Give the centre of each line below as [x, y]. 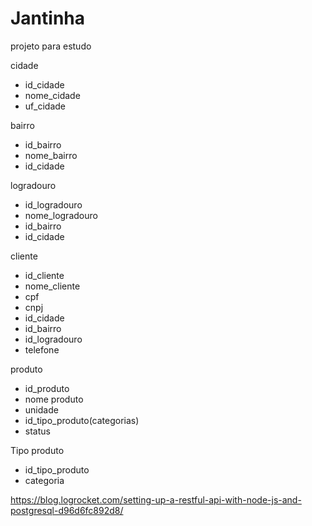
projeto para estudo [51, 46]
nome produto [54, 399]
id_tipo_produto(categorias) [82, 420]
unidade [41, 409]
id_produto [47, 388]
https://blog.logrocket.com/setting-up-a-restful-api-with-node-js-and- [156, 499]
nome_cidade [52, 95]
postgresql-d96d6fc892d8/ [67, 510]
